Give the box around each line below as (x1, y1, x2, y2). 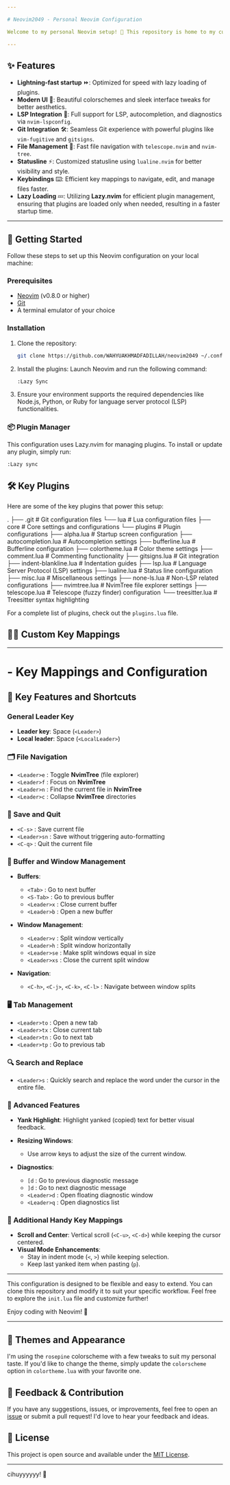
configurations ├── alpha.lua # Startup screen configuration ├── (7, 530, 193, 538)
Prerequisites (7, 276, 53, 285)
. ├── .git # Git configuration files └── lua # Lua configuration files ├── (7, 515, 211, 524)
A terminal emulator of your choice (16, 306, 115, 314)
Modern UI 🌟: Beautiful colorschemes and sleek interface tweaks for (16, 95, 211, 104)
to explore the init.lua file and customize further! (7, 1294, 149, 1302)
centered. (16, 1238, 44, 1246)
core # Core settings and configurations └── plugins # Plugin (7, 522, 181, 530)
